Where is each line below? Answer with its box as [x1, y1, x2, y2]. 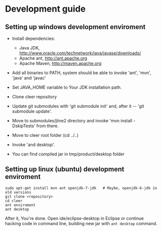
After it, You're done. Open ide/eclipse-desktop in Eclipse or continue [5, 215, 144, 221]
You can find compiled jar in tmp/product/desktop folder [12, 151, 125, 157]
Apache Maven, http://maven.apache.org [19, 61, 102, 66]
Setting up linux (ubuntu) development [5, 165, 125, 173]
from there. [36, 123, 59, 129]
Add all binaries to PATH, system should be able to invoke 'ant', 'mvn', [12, 70, 151, 76]
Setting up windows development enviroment [5, 23, 146, 31]
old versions [5, 190, 32, 195]
